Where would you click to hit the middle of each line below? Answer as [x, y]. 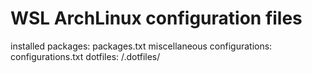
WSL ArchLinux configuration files [156, 18]
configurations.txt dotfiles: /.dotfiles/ [85, 56]
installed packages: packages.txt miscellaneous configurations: [141, 46]
